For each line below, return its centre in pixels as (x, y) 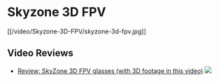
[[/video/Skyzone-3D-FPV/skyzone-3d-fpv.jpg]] (77, 31)
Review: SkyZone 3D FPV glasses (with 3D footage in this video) (110, 71)
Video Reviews (40, 53)
